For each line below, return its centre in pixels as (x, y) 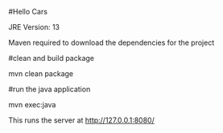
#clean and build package (52, 58)
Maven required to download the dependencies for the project (111, 42)
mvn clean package (41, 74)
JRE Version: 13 (34, 27)
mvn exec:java (32, 105)
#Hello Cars (28, 12)
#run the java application (50, 89)
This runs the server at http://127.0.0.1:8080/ (81, 120)
